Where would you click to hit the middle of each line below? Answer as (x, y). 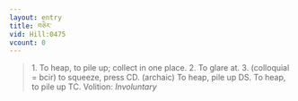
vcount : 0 (28, 42)
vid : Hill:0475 (38, 34)
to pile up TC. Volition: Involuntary (94, 87)
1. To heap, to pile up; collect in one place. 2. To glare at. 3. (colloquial (160, 68)
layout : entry (36, 17)
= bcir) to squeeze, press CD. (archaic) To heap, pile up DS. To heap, (158, 78)
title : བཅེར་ (31, 26)
